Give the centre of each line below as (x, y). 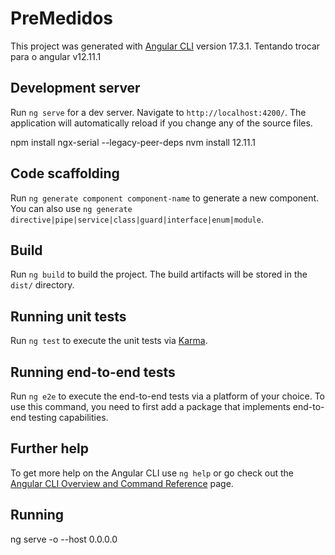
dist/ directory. (42, 285)
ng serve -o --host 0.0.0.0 (64, 539)
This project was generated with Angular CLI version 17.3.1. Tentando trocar (165, 46)
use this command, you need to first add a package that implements (150, 406)
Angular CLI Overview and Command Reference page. (122, 483)
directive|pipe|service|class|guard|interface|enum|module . (137, 219)
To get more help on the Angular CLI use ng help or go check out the (152, 473)
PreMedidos (62, 18)
